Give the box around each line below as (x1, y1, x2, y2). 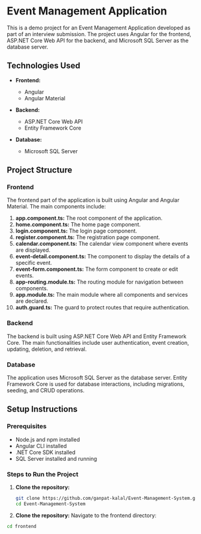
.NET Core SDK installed (15, 449, 76, 456)
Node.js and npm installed (15, 435, 80, 443)
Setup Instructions (7, 404, 78, 414)
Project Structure (7, 165, 72, 175)
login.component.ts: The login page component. (15, 227, 137, 235)
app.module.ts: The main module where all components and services (15, 291, 188, 299)
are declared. (15, 297, 48, 305)
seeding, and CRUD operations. (7, 387, 85, 394)
